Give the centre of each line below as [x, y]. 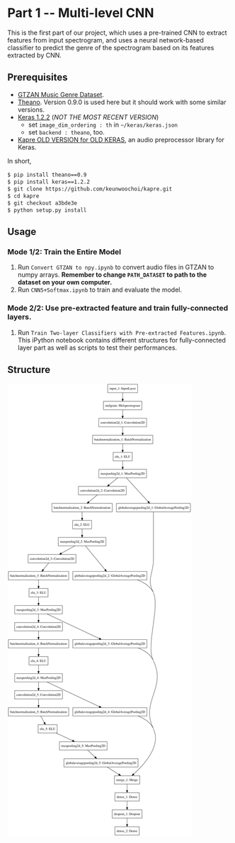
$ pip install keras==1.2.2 [49, 182]
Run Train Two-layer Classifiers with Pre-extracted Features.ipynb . [122, 332]
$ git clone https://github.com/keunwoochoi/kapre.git [90, 189]
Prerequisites [38, 78]
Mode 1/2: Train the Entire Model [64, 252]
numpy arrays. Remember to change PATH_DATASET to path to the [112, 275]
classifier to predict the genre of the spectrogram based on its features [111, 47]
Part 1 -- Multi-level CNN [81, 13]
